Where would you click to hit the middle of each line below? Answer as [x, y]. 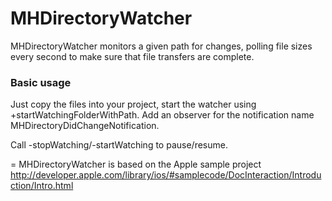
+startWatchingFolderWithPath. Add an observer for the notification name [162, 115]
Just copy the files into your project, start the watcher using [133, 104]
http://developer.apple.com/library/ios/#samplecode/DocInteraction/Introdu [166, 175]
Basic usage [41, 82]
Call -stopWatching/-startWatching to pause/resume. [119, 145]
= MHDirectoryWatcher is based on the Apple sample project [136, 164]
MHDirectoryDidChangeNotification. [85, 126]
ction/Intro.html [42, 186]
